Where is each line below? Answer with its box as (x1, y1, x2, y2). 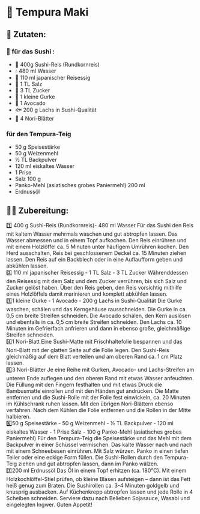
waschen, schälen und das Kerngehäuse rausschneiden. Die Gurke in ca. (6, 305, 187, 312)
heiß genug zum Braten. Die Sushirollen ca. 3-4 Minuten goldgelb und (6, 482, 180, 489)
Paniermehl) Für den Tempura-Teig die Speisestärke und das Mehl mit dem (6, 434, 192, 441)
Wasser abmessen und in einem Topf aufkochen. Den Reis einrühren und (6, 236, 187, 244)
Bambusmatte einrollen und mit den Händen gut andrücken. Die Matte (6, 387, 179, 395)
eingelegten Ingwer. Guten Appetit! (6, 501, 92, 508)
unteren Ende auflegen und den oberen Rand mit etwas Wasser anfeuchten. (6, 374, 194, 381)
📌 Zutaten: (6, 29, 46, 40)
